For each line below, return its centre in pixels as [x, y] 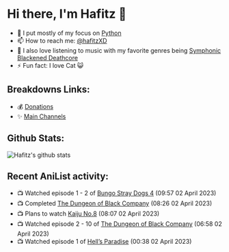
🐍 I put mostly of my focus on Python [69, 33]
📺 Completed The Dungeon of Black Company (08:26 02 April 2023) [114, 203]
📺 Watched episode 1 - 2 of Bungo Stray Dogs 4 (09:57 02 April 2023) [117, 193]
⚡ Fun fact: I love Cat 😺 [50, 65]
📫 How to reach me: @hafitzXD [62, 40]
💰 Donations [35, 106]
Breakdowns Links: [49, 89]
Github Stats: [36, 139]
